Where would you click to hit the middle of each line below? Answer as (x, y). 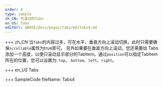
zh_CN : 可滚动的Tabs (24, 18)
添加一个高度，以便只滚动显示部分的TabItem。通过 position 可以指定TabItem (81, 54)
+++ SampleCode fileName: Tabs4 (40, 79)
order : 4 (14, 9)
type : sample (18, 14)
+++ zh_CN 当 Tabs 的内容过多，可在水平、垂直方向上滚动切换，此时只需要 (79, 42)
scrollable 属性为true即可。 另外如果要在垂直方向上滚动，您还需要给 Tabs (84, 48)
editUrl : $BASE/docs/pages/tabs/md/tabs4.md (51, 28)
